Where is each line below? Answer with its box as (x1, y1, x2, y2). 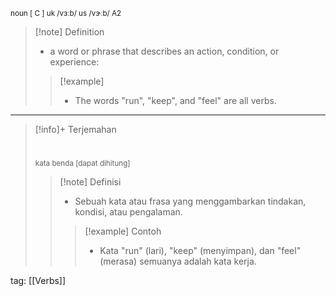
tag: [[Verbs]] (10, 275, 67, 287)
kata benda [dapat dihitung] (34, 159, 131, 169)
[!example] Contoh (84, 225, 162, 238)
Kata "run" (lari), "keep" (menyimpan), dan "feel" (99, 245, 302, 257)
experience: (49, 56, 100, 68)
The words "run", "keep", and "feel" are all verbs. (74, 95, 277, 106)
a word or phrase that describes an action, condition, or (49, 45, 280, 57)
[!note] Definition (34, 26, 105, 38)
